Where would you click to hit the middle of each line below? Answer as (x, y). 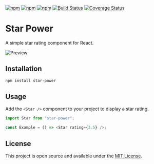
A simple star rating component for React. (50, 43)
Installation (24, 69)
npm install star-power (31, 80)
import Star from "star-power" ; (40, 118)
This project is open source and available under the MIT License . (74, 156)
